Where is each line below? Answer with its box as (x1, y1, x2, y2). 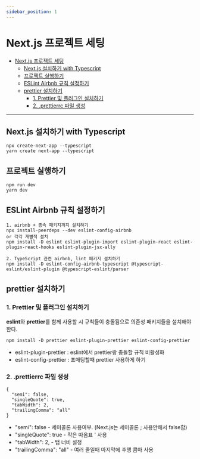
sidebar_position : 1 (6, 8, 58, 15)
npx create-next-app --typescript (6, 143, 92, 149)
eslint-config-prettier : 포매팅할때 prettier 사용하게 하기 (14, 356, 146, 363)
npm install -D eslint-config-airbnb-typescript (6, 261, 129, 267)
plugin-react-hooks (6, 244, 55, 250)
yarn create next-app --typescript (6, 148, 95, 154)
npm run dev (6, 182, 36, 188)
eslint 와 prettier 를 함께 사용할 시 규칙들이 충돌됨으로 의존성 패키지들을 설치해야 (6, 318, 192, 325)
